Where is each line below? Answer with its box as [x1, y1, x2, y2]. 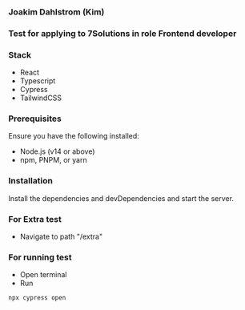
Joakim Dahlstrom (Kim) [8, 6, 105, 18]
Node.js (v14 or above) [19, 147, 95, 156]
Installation [8, 175, 54, 187]
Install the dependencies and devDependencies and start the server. [8, 193, 235, 203]
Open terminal [19, 270, 67, 280]
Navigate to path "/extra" [19, 231, 102, 242]
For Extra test [8, 213, 62, 224]
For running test [8, 252, 72, 263]
